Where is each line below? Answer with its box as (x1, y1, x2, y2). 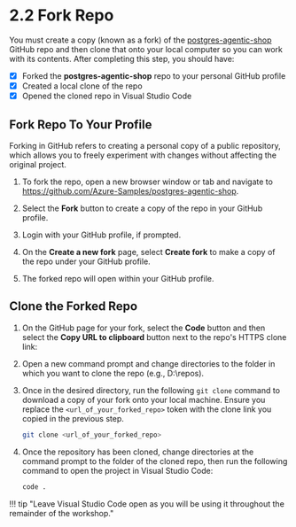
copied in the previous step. (21, 413, 124, 423)
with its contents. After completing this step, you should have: (9, 53, 235, 64)
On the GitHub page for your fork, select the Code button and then (21, 322, 266, 333)
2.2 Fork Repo (9, 5, 114, 26)
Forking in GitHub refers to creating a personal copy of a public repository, (9, 140, 281, 151)
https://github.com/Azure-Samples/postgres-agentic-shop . (21, 185, 239, 196)
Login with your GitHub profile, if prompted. (21, 229, 182, 240)
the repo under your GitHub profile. (21, 256, 151, 267)
